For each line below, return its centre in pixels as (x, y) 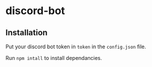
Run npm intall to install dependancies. (54, 58)
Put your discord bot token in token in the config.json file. (76, 46)
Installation (27, 33)
